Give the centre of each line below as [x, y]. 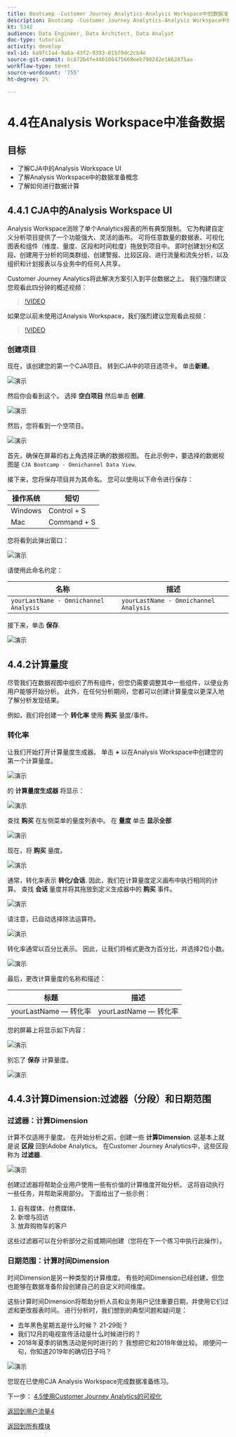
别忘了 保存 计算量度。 [40, 1060]
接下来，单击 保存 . [34, 625]
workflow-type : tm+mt [39, 66]
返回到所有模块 [29, 1426]
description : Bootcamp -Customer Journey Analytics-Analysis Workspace [114, 20]
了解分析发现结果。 [35, 701]
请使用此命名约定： [35, 571]
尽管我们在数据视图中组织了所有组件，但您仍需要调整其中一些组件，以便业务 [118, 683]
